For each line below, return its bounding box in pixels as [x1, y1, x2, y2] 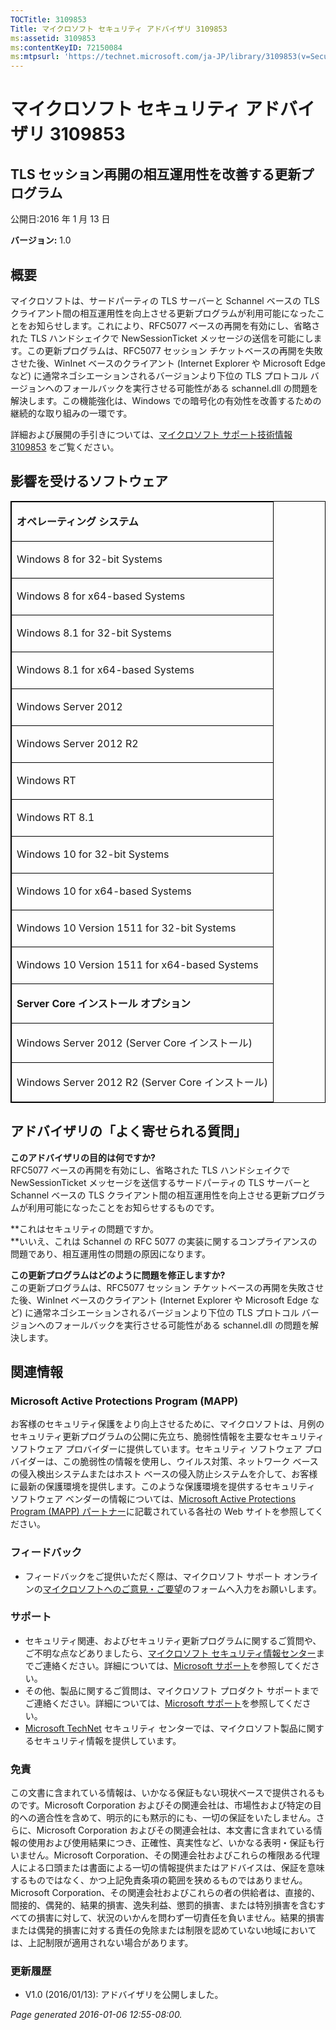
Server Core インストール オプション [16, 996, 192, 1010]
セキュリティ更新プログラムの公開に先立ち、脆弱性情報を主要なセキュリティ [10, 1431, 325, 1443]
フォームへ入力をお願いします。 [191, 1582, 322, 1595]
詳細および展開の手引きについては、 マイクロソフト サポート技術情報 [10, 428, 293, 440]
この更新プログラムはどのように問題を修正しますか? [10, 1269, 226, 1281]
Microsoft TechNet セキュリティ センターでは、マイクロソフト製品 [24, 1722, 298, 1734]
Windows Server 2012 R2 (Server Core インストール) [16, 1075, 269, 1089]
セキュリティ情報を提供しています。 [33, 1734, 182, 1746]
